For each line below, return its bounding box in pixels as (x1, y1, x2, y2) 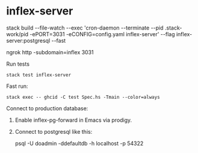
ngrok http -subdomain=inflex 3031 (6, 48, 94, 55)
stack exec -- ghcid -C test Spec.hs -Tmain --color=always (6, 94, 161, 100)
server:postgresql (6, 37, 51, 44)
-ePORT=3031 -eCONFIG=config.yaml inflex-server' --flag (29, 30, 176, 37)
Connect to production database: (6, 104, 88, 112)
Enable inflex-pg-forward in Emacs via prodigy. (14, 116, 132, 123)
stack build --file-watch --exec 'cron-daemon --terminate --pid (6, 24, 164, 31)
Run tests (6, 60, 30, 67)
